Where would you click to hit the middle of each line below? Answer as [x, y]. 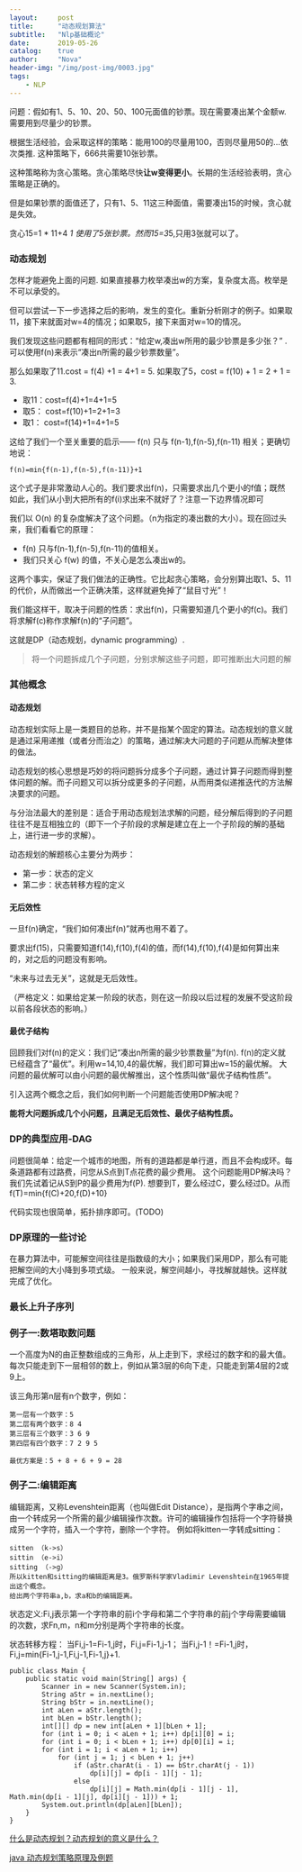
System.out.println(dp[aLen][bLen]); [112, 1804]
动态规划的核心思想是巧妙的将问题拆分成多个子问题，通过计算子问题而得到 [147, 771]
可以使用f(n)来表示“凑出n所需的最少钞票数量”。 [97, 351]
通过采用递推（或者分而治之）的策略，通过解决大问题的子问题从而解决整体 [155, 741]
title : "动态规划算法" [58, 26]
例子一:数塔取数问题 [53, 1332]
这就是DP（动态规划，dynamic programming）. [97, 640]
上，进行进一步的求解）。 [55, 835]
